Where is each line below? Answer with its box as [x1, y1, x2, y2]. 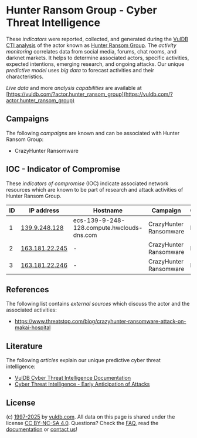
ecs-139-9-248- [73, 216, 125, 224]
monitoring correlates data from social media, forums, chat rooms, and [6, 48, 177, 55]
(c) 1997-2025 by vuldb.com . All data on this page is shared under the [6, 413, 175, 420]
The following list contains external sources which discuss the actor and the [6, 300, 190, 307]
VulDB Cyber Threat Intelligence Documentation [14, 375, 131, 382]
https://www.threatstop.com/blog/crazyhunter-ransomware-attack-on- [14, 318, 186, 325]
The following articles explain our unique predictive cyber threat [6, 357, 161, 364]
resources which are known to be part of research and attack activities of [6, 186, 184, 193]
